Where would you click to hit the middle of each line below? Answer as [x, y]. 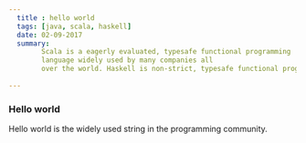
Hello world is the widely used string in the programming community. [138, 129]
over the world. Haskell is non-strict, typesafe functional [160, 69]
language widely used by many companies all [127, 60]
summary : [33, 43]
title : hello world [56, 18]
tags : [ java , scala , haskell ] [74, 26]
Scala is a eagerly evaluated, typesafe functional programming [166, 52]
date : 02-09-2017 [50, 35]
